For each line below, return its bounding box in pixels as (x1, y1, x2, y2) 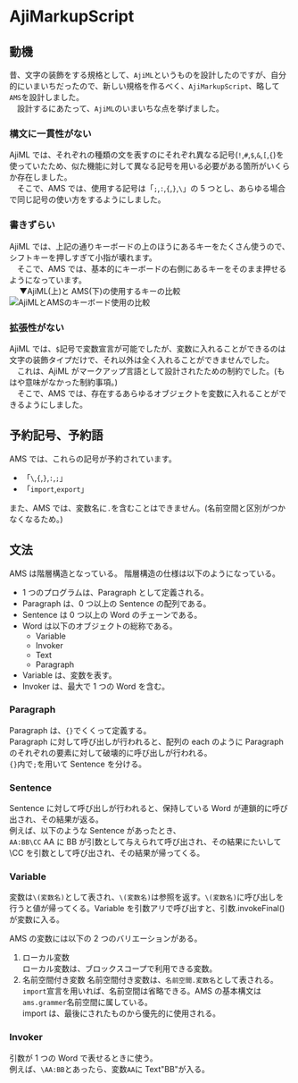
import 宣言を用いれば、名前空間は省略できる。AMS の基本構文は (21, 986, 261, 996)
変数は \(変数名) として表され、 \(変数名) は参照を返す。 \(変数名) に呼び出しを (9, 892, 284, 902)
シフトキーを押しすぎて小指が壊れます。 (9, 252, 158, 263)
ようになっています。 (9, 275, 87, 285)
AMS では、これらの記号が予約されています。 (9, 453, 177, 464)
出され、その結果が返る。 (9, 814, 104, 825)
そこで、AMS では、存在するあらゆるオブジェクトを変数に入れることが (16, 387, 279, 399)
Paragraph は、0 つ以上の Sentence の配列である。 (21, 597, 211, 609)
